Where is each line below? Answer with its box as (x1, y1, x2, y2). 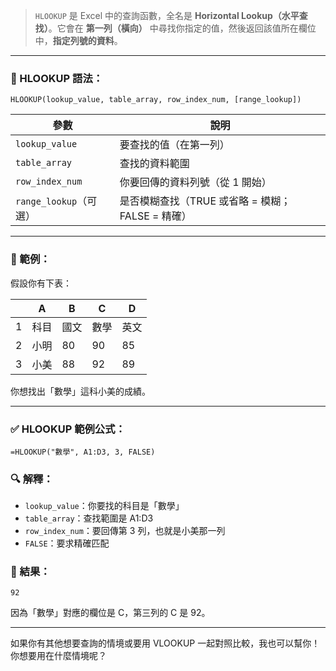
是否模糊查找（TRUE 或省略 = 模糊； (119, 194, 292, 208)
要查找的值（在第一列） (119, 138, 230, 152)
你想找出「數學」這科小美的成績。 (10, 385, 151, 397)
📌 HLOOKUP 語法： (10, 71, 104, 85)
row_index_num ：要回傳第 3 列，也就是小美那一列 (24, 525, 226, 537)
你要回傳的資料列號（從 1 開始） (119, 175, 272, 189)
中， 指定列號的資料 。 (34, 35, 123, 46)
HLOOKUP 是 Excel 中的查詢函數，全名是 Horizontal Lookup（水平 (34, 10, 300, 21)
